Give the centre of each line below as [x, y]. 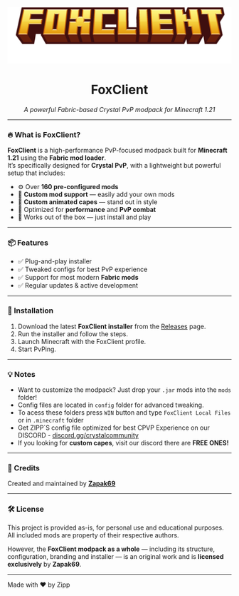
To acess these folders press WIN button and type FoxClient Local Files [124, 413]
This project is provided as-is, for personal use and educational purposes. [116, 527]
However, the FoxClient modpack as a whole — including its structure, [111, 549]
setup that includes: [36, 173]
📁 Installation [31, 310]
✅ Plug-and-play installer [55, 261]
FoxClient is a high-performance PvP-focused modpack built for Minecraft [117, 151]
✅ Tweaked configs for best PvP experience [83, 269]
